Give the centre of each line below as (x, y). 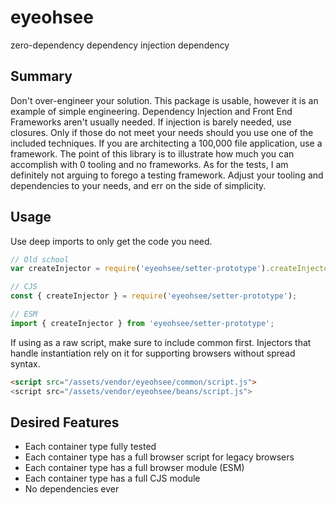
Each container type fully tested (90, 447)
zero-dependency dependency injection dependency (120, 45)
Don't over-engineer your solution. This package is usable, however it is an (164, 100)
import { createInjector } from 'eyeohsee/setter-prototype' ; (142, 323)
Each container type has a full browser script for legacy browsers (159, 457)
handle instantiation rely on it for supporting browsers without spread (153, 353)
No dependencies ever (72, 489)
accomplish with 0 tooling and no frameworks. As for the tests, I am (149, 164)
